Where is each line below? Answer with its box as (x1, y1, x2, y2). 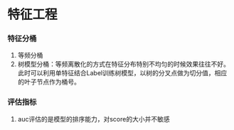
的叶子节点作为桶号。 (17, 77, 80, 86)
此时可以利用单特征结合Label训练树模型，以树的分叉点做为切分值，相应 (17, 69, 228, 77)
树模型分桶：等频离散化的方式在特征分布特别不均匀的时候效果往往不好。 (17, 60, 230, 68)
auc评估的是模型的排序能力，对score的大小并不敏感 (17, 114, 170, 123)
